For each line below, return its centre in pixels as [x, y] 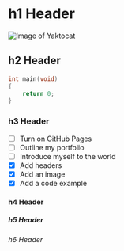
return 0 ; [39, 93]
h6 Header [26, 240]
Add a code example [53, 183]
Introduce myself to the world [68, 156]
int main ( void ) [33, 79]
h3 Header [29, 121]
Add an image [42, 174]
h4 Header [26, 202]
